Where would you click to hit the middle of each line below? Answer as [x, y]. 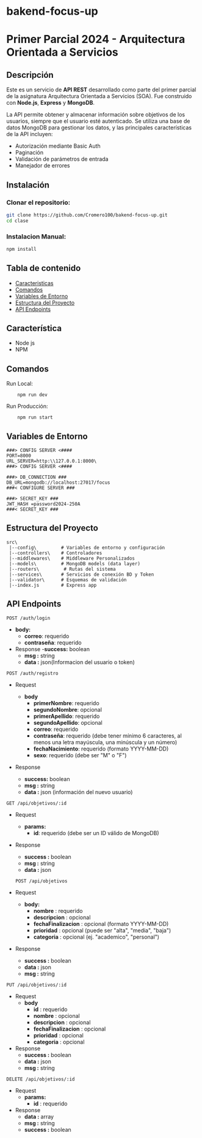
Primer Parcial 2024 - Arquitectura [96, 40]
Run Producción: [27, 407]
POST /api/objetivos [41, 881]
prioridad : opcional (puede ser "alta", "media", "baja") [102, 930]
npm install [21, 249]
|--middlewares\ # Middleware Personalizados [72, 558]
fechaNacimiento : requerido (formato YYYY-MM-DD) [101, 749]
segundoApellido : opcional [68, 722]
